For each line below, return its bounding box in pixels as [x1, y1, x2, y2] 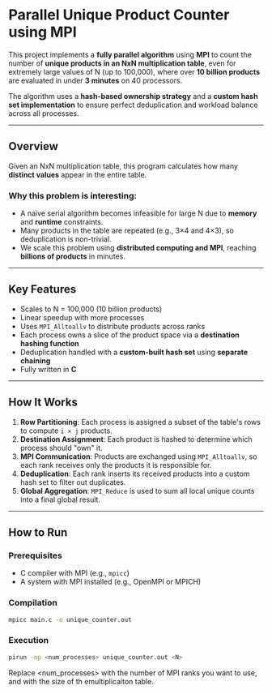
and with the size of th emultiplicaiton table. [8, 676, 154, 686]
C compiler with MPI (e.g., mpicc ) [19, 568, 130, 578]
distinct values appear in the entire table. [8, 169, 147, 179]
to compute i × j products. [19, 426, 113, 435]
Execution [8, 635, 49, 646]
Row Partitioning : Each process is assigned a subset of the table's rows [19, 417, 261, 426]
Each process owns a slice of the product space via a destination [19, 330, 240, 340]
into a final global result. [19, 495, 101, 504]
